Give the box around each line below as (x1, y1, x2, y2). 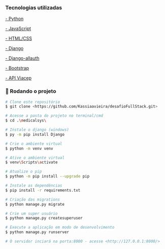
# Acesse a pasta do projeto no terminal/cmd (5, 113, 103, 118)
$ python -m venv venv (5, 146, 53, 151)
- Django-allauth (5, 55, 40, 61)
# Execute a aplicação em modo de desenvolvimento (5, 225, 115, 230)
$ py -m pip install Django (5, 132, 65, 137)
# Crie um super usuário (5, 211, 58, 216)
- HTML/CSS (5, 35, 32, 42)
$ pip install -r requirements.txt (5, 188, 81, 193)
